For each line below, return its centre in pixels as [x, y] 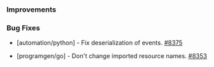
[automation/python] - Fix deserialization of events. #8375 [99, 43]
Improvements [31, 10]
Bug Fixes [23, 27]
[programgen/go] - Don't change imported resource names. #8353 [112, 56]
